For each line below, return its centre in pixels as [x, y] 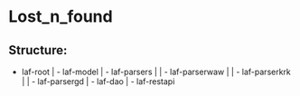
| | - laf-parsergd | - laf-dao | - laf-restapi [98, 82]
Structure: [38, 50]
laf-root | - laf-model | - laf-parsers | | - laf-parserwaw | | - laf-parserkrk [156, 72]
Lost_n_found [61, 17]
